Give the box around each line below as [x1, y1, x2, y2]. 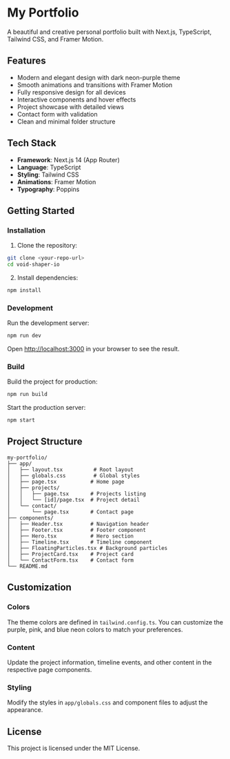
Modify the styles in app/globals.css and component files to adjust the [7, 698, 208, 707]
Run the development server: [7, 319, 90, 327]
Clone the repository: [17, 241, 78, 250]
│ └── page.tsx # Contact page [7, 509, 134, 515]
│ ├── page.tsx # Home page [7, 478, 125, 485]
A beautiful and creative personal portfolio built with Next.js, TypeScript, [7, 28, 212, 36]
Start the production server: [7, 404, 86, 412]
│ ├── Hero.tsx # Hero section [7, 533, 134, 540]
